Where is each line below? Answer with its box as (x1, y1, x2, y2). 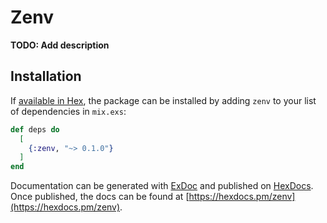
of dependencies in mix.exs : (10, 105, 127, 117)
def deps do (10, 124, 60, 135)
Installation (10, 68, 82, 85)
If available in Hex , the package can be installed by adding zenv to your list (10, 94, 317, 106)
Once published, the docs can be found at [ (10, 191, 190, 203)
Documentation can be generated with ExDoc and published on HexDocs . (10, 180, 314, 192)
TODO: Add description (10, 39, 110, 51)
